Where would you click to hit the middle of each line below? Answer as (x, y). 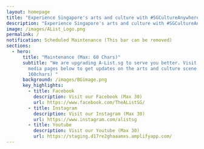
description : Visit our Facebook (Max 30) (88, 97)
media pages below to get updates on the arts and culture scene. (114, 68)
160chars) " (43, 74)
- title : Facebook (51, 91)
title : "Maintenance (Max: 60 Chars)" (71, 57)
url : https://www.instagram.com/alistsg (85, 119)
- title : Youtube (50, 125)
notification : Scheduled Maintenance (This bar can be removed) (89, 40)
